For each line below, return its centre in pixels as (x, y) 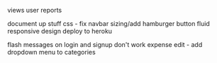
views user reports (35, 10)
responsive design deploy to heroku (60, 31)
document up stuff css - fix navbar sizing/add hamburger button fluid (109, 23)
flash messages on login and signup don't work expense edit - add (105, 44)
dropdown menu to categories (51, 52)
